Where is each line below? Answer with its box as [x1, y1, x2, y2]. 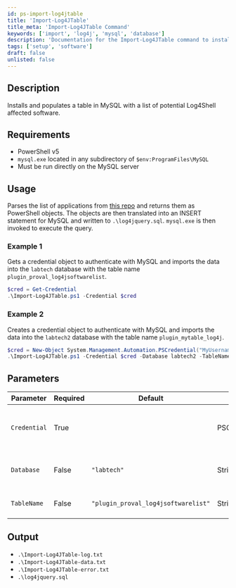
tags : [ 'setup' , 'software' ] [7, 43, 93, 50]
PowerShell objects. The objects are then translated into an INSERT [7, 209, 202, 218]
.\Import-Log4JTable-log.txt [17, 551, 103, 558]
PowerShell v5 [17, 147, 60, 156]
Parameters [7, 373, 60, 384]
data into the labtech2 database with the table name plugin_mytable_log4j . [7, 332, 225, 342]
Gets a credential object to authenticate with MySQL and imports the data [7, 258, 220, 266]
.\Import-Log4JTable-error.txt [17, 566, 110, 573]
